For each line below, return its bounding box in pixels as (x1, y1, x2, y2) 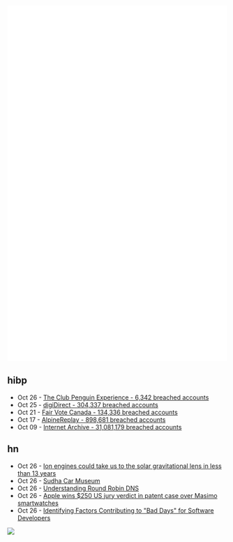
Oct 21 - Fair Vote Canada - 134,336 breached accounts (17, 408, 178, 416)
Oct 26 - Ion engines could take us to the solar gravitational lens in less (17, 462, 222, 470)
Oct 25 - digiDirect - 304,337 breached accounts (17, 400, 158, 409)
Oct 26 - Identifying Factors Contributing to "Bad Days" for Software (17, 506, 214, 515)
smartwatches (17, 499, 59, 507)
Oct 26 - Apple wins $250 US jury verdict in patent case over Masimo (17, 491, 218, 499)
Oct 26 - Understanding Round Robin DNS (17, 484, 140, 492)
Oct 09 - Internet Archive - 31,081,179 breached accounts (17, 423, 182, 431)
